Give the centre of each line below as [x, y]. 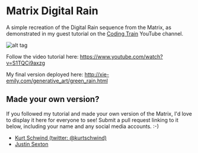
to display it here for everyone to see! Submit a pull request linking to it [92, 120]
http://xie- [97, 74]
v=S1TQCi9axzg [26, 63]
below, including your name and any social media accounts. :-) [82, 126]
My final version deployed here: [45, 74]
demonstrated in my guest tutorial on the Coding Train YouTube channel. [95, 33]
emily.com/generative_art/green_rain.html [57, 81]
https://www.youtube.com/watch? [121, 56]
